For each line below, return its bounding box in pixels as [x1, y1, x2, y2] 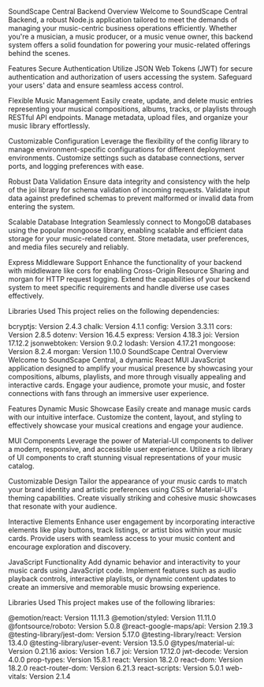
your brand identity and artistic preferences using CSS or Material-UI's [8, 485, 238, 494]
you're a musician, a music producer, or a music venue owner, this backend [8, 32, 254, 41]
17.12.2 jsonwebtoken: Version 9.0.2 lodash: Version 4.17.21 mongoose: [8, 338, 236, 348]
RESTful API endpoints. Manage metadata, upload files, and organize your [8, 113, 249, 121]
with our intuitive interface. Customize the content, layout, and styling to [8, 413, 242, 421]
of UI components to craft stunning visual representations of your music [8, 453, 242, 462]
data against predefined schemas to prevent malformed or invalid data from [8, 193, 254, 203]
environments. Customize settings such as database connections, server [8, 153, 245, 162]
